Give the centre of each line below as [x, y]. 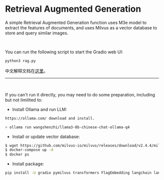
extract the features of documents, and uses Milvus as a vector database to [81, 27]
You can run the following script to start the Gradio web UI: [64, 52]
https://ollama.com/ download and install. [50, 118]
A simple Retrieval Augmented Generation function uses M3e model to [76, 22]
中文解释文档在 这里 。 [26, 71]
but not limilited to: [24, 100]
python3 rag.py [20, 61]
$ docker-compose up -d [29, 150]
